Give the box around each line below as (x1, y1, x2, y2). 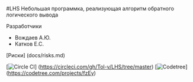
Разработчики (6, 23, 42, 29)
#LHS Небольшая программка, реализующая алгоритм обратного (6, 5, 175, 12)
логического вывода (6, 11, 59, 18)
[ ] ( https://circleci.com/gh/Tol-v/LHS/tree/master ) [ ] (6, 63, 188, 70)
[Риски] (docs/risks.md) (6, 52, 65, 58)
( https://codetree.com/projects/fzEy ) (6, 70, 96, 76)
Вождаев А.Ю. (14, 34, 52, 41)
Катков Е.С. (14, 41, 44, 47)
